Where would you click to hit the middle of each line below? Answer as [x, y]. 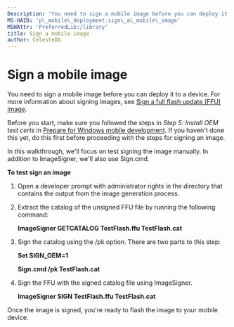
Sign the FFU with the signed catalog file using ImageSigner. [105, 283]
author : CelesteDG [34, 40]
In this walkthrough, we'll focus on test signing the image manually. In [108, 151]
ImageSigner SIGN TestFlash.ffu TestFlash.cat [86, 297]
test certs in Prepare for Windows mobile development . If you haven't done [116, 130]
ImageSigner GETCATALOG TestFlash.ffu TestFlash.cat [100, 229]
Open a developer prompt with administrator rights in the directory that [120, 186]
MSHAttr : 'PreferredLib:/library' [58, 27]
